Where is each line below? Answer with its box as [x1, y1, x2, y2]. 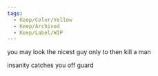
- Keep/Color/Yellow [13, 16, 72, 23]
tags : [7, 10, 23, 17]
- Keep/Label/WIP [13, 29, 63, 36]
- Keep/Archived [13, 23, 60, 29]
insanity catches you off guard [7, 61, 95, 69]
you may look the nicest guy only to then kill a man [7, 48, 152, 56]
